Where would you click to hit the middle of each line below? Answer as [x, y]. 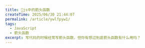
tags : [11, 24]
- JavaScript [23, 28]
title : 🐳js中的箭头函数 [27, 10]
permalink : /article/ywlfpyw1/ [38, 19]
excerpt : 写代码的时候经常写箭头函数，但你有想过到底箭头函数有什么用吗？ [73, 38]
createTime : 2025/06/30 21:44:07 [40, 14]
